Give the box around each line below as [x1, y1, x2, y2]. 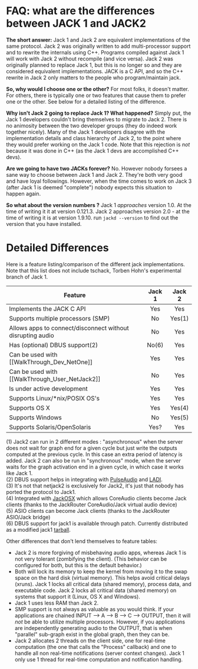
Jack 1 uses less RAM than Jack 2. [14, 599, 99, 606]
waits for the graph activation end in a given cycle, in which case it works [6, 463, 184, 470]
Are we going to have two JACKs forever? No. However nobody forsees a [6, 164, 187, 172]
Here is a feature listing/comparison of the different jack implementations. [6, 260, 186, 267]
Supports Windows [9, 413, 62, 421]
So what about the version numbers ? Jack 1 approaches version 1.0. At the [6, 201, 192, 208]
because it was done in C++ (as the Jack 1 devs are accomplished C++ [6, 147, 179, 154]
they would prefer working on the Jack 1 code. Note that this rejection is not [6, 141, 190, 148]
